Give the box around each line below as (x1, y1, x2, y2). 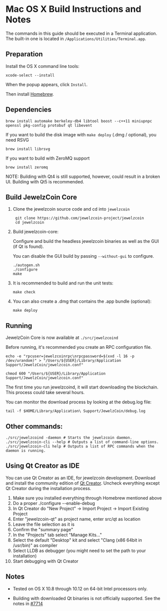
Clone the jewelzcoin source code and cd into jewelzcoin (12, 206, 130, 212)
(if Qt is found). (12, 244, 44, 250)
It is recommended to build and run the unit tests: (12, 280, 113, 286)
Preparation (5, 50, 43, 58)
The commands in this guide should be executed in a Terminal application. (5, 30, 158, 36)
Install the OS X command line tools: (5, 63, 80, 69)
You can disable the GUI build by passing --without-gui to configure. (12, 253, 154, 259)
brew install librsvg (5, 146, 51, 152)
